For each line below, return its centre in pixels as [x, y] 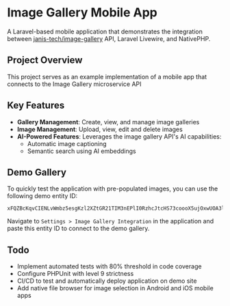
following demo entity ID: [42, 196]
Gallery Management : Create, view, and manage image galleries [108, 122]
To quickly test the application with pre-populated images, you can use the [113, 189]
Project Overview [45, 60]
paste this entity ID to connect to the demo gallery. [78, 228]
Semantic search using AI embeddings [81, 151]
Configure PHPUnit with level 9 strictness [75, 274]
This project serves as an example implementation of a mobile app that [107, 76]
